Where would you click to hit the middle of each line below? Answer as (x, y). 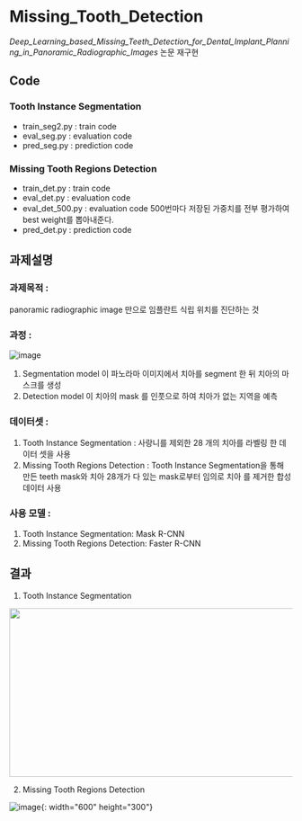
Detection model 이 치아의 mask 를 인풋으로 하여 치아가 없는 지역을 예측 (150, 396)
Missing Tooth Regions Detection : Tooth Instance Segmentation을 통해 (153, 466)
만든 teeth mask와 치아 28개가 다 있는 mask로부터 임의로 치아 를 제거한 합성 (157, 477)
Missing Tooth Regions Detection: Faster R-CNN (111, 543)
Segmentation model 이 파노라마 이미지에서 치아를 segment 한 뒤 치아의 (151, 373)
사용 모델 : (30, 513)
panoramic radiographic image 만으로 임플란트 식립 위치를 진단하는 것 (134, 309)
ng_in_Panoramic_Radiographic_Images (84, 52)
